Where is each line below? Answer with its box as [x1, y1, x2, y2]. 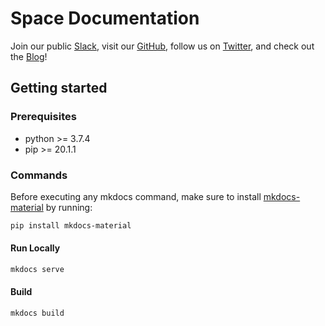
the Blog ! [10, 50, 48, 62]
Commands [10, 168, 68, 182]
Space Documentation [10, 7, 200, 30]
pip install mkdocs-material [10, 220, 132, 231]
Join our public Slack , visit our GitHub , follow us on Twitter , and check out [10, 40, 315, 52]
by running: [45, 201, 93, 213]
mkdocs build [10, 308, 65, 319]
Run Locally [10, 242, 61, 254]
